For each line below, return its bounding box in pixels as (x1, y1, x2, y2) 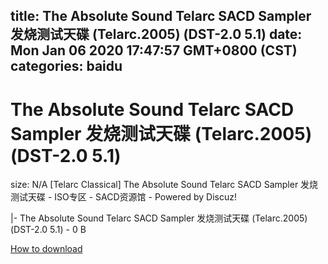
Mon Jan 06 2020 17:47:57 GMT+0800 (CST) (10, 42, 298, 59)
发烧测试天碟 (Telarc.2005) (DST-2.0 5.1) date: (10, 26, 303, 43)
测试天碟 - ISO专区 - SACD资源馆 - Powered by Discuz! (10, 191, 237, 203)
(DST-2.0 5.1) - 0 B (10, 224, 87, 236)
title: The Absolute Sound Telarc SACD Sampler (10, 8, 312, 25)
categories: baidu (10, 58, 123, 75)
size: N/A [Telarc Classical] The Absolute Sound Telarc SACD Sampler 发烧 (10, 179, 319, 191)
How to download (10, 243, 83, 255)
